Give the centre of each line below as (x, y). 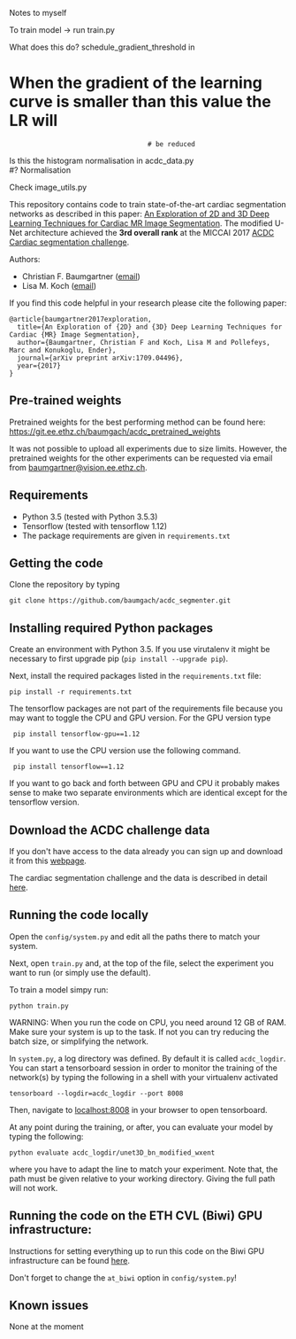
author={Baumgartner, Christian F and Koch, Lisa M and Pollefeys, (144, 342)
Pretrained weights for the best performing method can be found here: (137, 422)
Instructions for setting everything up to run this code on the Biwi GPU (137, 1251)
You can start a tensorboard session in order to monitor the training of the (144, 1068)
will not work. (34, 1187)
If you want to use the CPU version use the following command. (125, 751)
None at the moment (46, 1327)
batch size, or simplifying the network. (79, 1041)
